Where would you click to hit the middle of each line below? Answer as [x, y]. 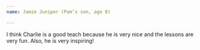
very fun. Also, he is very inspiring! [50, 40]
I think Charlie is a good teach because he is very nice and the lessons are [100, 34]
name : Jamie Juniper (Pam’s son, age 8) [59, 12]
